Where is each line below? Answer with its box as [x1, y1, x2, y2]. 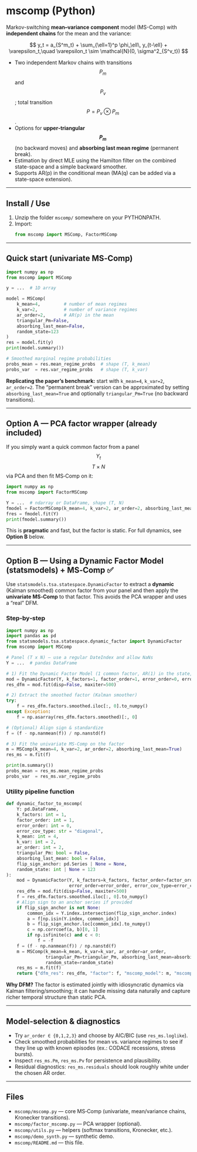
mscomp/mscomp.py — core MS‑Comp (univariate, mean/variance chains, [14, 1107, 186, 1114]
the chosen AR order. [14, 1069, 66, 1076]
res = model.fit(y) [6, 340, 54, 346]
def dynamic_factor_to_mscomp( [6, 801, 83, 807]
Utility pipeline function [6, 787, 74, 796]
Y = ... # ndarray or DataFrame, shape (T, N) [6, 499, 125, 506]
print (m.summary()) [6, 763, 54, 769]
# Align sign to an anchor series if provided [16, 899, 133, 905]
